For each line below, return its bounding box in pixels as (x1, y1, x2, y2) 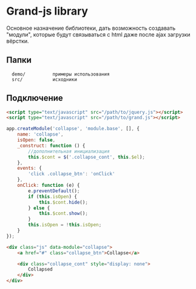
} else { (28, 205, 50, 211)
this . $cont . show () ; (38, 211, 88, 217)
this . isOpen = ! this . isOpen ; (28, 222, 102, 228)
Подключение (6, 93, 64, 103)
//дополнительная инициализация (28, 148, 110, 155)
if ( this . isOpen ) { (28, 193, 78, 200)
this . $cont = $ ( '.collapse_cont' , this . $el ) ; (28, 154, 146, 160)
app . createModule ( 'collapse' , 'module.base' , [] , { (6, 126, 140, 132)
